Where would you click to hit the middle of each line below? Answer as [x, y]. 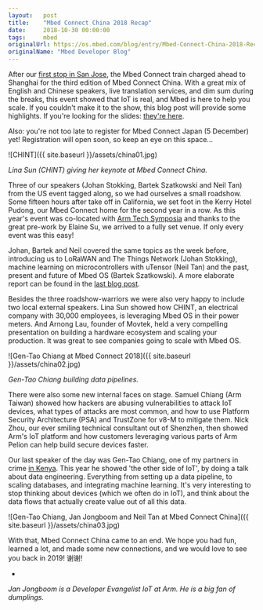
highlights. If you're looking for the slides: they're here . [96, 116]
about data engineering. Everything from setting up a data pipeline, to [120, 477]
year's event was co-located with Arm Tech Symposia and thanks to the [124, 218]
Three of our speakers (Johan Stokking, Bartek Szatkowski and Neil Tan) [125, 185]
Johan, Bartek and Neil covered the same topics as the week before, [119, 250]
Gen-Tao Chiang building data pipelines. [74, 379]
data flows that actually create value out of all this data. [97, 502]
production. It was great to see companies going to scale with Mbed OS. [124, 341]
